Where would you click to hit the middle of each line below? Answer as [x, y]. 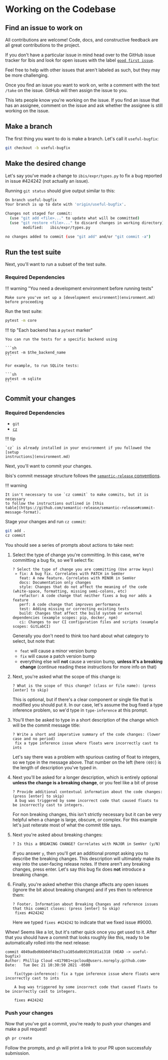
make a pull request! [26, 1029]
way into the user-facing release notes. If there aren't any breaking [81, 864]
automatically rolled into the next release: [47, 943]
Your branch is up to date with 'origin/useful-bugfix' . [66, 204]
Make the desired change [45, 163]
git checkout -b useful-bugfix [38, 148]
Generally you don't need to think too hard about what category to [80, 636]
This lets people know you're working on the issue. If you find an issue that [82, 100]
